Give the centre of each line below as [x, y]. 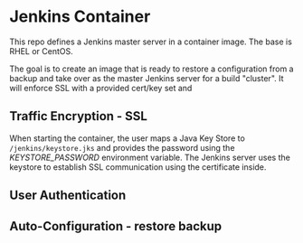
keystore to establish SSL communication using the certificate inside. [138, 167]
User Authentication [68, 196]
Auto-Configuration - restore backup [116, 226]
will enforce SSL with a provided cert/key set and [101, 88]
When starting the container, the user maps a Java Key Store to [128, 138]
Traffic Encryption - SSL [78, 116]
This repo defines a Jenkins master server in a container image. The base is [151, 42]
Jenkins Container [80, 17]
